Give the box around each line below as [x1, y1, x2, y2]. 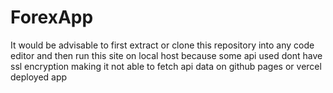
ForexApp [10, 6, 94, 29]
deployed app [10, 71, 68, 83]
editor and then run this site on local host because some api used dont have [10, 49, 323, 61]
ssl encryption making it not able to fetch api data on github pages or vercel [10, 60, 322, 72]
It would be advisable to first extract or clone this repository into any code [10, 39, 315, 51]
